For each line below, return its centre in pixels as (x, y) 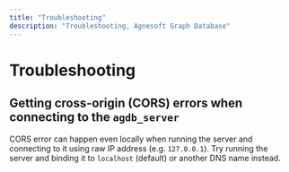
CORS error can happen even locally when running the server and (131, 139)
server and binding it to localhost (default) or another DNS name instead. (145, 158)
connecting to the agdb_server (94, 117)
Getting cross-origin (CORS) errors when (126, 103)
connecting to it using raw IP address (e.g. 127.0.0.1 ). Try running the (139, 148)
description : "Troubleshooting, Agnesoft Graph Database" (120, 26)
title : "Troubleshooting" (57, 17)
